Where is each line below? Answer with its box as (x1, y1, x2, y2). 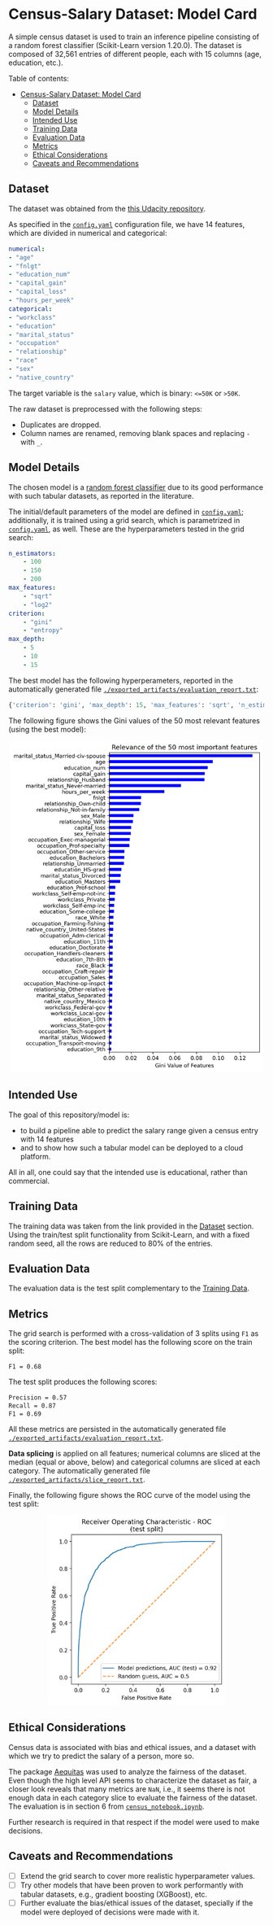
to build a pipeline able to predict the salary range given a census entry (19, 1125, 258, 1135)
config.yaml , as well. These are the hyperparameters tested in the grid (8, 524, 245, 534)
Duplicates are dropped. (19, 420, 102, 430)
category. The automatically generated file (8, 1466, 150, 1476)
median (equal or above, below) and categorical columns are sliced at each (8, 1457, 261, 1467)
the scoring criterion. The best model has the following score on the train (8, 1338, 253, 1347)
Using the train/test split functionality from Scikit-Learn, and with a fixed (8, 1229, 250, 1239)
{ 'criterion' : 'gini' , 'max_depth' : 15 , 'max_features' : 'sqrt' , (8, 701, 234, 709)
